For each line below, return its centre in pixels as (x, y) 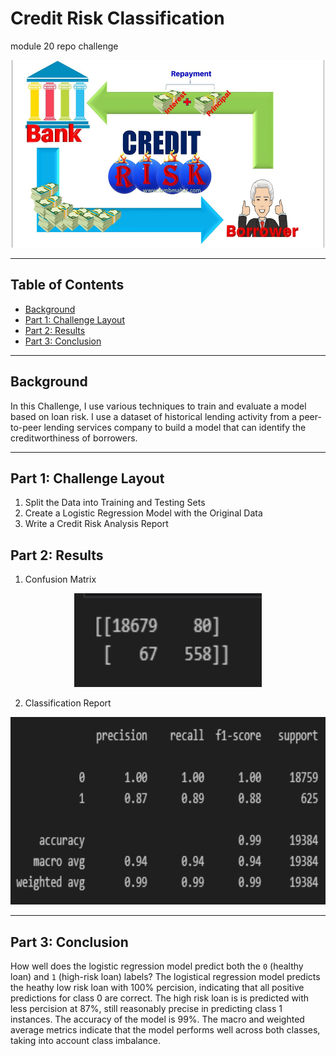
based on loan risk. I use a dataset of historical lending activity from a (153, 416)
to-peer (26, 427)
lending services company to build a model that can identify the (175, 427)
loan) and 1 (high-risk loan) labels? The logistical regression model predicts (165, 976)
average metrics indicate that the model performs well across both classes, (165, 1030)
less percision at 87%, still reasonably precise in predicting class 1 (146, 1008)
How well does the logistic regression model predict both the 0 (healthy (157, 966)
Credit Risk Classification (117, 18)
